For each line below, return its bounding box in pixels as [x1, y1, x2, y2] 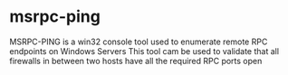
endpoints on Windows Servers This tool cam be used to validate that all [9, 45, 279, 56]
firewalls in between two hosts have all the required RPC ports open [9, 55, 263, 66]
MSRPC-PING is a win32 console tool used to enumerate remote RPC [9, 36, 268, 47]
